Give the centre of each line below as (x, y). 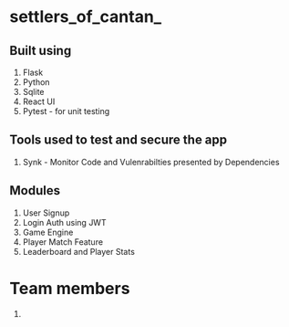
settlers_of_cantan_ (86, 17)
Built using (41, 51)
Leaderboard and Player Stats (78, 251)
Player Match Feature (62, 242)
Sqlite (33, 92)
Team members (70, 288)
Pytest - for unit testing (66, 111)
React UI (39, 101)
